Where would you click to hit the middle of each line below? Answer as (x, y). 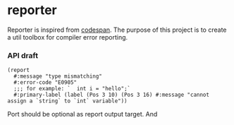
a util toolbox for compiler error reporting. (68, 37)
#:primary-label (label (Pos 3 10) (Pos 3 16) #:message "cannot (112, 95)
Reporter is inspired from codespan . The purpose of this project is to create (117, 30)
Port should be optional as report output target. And (82, 114)
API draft (23, 55)
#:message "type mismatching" (58, 76)
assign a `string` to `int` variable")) (68, 101)
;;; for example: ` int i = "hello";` (72, 89)
